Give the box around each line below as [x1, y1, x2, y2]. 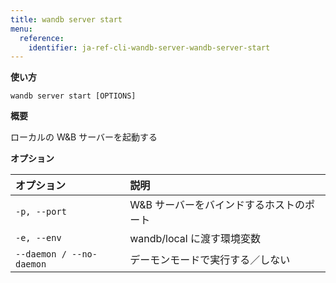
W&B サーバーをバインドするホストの [129, 198, 306, 212]
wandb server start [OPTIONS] [10, 91, 137, 101]
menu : [10, 24, 33, 34]
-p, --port [15, 206, 67, 218]
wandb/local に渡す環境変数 [129, 232, 262, 246]
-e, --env [15, 232, 62, 244]
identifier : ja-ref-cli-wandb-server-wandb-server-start [28, 42, 271, 53]
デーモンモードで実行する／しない [129, 253, 291, 267]
